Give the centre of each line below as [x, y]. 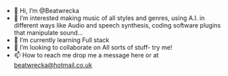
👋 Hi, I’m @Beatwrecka [46, 11]
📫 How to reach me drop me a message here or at [86, 55]
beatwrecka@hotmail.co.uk [53, 65]
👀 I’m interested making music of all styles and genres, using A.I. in [109, 18]
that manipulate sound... [48, 32]
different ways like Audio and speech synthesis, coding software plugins [117, 25]
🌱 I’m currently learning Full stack [61, 40]
